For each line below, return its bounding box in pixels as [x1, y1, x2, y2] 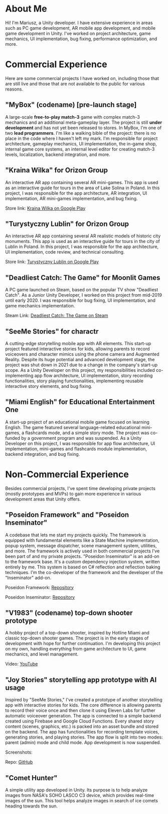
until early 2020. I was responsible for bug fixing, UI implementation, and [5, 297, 155, 303]
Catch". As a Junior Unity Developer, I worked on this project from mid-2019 [5, 292, 162, 298]
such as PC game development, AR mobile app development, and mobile [5, 25, 156, 31]
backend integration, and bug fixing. [5, 451, 80, 457]
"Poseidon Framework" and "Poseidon [5, 511, 129, 519]
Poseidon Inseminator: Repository [5, 594, 75, 600]
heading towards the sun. [5, 803, 58, 809]
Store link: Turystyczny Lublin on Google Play [5, 259, 99, 265]
